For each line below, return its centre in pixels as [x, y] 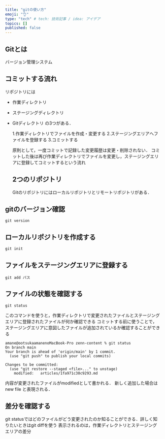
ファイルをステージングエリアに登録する [66, 265]
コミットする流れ [31, 79]
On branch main [21, 347]
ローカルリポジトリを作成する [50, 237]
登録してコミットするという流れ [53, 162]
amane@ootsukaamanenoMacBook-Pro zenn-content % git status [68, 343]
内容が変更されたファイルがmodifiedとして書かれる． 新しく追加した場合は [82, 383]
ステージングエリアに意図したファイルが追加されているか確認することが [78, 327]
